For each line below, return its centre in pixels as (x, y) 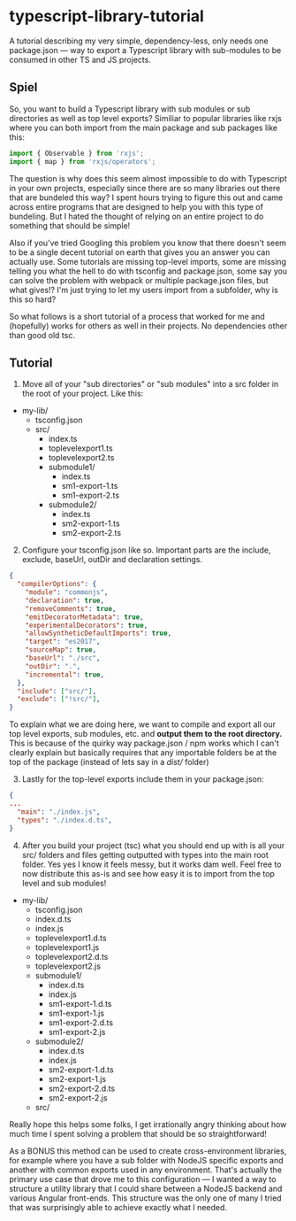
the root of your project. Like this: (83, 394)
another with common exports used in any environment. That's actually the (146, 1170)
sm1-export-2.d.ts (80, 1022)
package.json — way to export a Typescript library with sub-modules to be (145, 50)
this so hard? (33, 299)
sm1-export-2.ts (91, 495)
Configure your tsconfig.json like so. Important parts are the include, (146, 550)
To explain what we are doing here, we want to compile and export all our (143, 724)
